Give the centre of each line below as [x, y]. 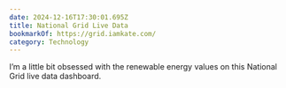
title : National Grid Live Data [69, 26]
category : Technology [49, 42]
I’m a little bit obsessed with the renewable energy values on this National [143, 67]
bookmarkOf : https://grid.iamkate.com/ [83, 33]
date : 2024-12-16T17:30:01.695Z [69, 17]
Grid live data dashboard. [55, 77]
